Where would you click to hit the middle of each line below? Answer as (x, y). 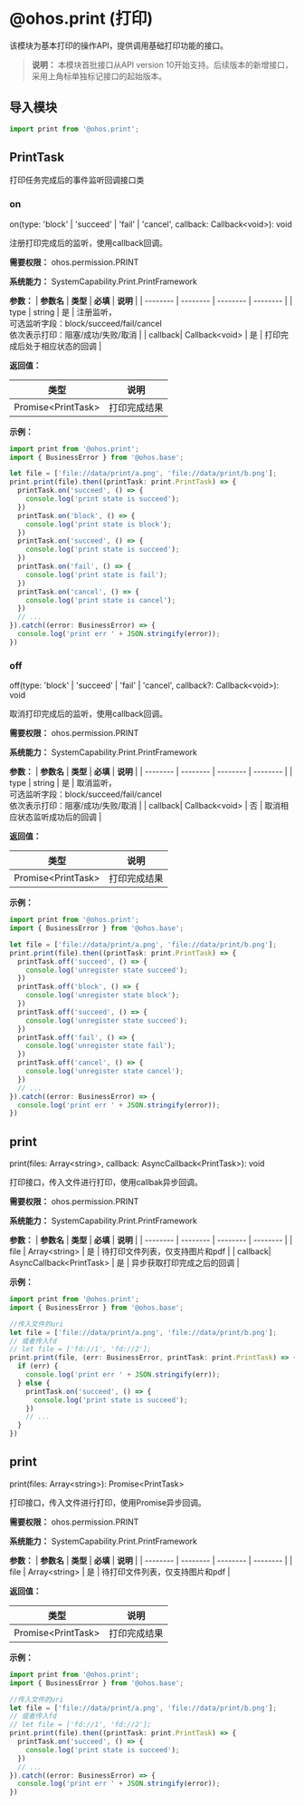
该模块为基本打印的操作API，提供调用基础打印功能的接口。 (119, 45)
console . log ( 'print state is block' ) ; (99, 524)
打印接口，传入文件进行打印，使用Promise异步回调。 (108, 1502)
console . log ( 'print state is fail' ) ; (97, 574)
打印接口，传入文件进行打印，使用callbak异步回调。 (106, 1182)
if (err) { (38, 1367)
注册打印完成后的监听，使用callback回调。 (89, 242)
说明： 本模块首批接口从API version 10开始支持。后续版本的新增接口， (162, 64)
